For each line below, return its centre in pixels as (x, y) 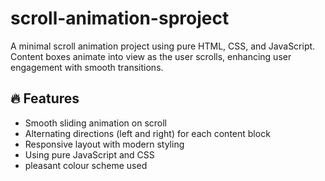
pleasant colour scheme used (86, 165)
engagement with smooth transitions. (87, 67)
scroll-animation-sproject (120, 18)
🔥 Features (45, 98)
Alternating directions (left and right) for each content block (147, 133)
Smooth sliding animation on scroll (95, 123)
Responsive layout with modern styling (104, 144)
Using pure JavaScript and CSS (89, 154)
